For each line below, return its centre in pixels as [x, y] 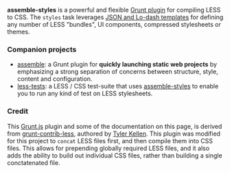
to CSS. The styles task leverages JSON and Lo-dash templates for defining [115, 17]
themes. [19, 32]
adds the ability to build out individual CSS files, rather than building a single [115, 155]
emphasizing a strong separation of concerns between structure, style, [117, 72]
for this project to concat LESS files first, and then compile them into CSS [110, 140]
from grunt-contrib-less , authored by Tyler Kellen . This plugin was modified [114, 134]
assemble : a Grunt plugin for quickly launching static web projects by [117, 64]
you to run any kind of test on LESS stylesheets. [85, 94]
